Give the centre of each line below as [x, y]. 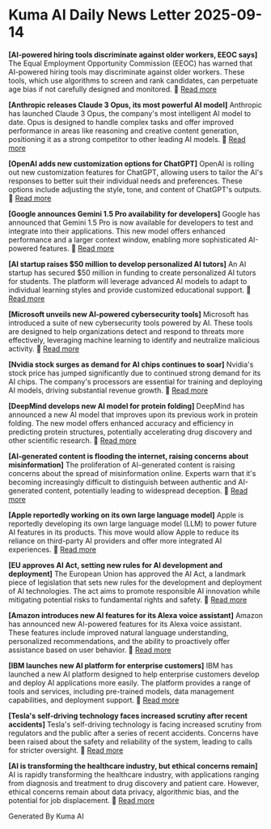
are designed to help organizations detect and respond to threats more [126, 331]
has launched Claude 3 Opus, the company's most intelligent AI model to [130, 113]
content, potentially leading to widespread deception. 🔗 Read [146, 490]
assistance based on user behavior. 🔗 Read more [90, 650]
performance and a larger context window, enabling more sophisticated [127, 239]
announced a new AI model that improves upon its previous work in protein [133, 414]
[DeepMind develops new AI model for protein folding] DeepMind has [127, 406]
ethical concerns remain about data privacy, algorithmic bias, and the [124, 792]
